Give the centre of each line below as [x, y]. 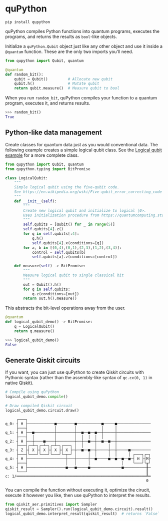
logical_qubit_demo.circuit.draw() [42, 410]
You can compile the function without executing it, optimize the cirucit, [78, 490]
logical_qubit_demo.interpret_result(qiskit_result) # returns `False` [82, 514]
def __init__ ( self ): [35, 201]
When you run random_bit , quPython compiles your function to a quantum [81, 98]
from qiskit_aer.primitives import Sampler [51, 504]
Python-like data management [54, 133]
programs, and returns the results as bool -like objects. [61, 36]
